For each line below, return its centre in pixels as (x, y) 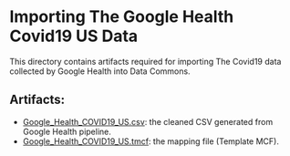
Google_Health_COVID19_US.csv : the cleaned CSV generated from (148, 121)
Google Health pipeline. (67, 131)
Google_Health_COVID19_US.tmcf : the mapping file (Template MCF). (151, 141)
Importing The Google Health (122, 17)
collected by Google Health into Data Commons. (100, 71)
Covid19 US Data (74, 36)
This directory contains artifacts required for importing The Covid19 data (145, 61)
